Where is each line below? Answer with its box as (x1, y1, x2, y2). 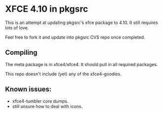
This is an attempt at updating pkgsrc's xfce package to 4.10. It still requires (5, 20, 159, 25)
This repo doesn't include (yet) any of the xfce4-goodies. (5, 71, 122, 77)
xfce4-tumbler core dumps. (12, 98, 69, 104)
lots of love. (5, 24, 29, 30)
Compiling (5, 48, 38, 57)
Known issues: (5, 85, 52, 93)
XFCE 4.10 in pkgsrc (5, 3, 89, 15)
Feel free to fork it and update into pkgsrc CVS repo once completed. (5, 34, 145, 40)
